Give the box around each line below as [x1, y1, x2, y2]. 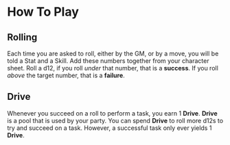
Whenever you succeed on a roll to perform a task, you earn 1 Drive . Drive [7, 109, 218, 117]
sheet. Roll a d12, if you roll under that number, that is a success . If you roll [7, 64, 218, 72]
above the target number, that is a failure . [7, 71, 125, 79]
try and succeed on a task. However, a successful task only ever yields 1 [7, 124, 212, 132]
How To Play [7, 4, 79, 20]
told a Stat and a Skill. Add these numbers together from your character [7, 57, 209, 65]
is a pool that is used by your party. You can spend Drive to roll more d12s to [7, 116, 224, 124]
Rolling [7, 31, 38, 43]
